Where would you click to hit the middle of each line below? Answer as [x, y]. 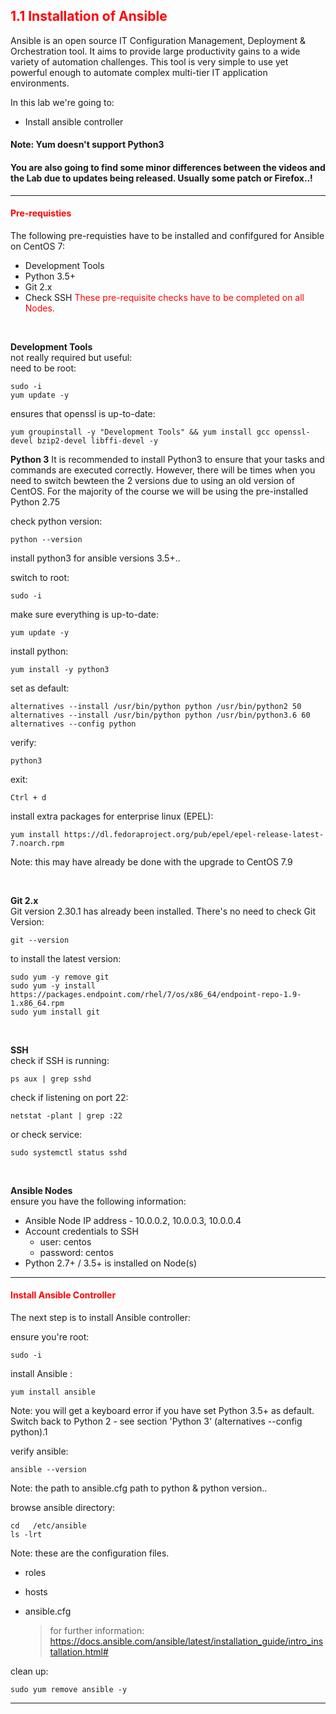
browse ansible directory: [63, 1508]
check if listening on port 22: [69, 1097]
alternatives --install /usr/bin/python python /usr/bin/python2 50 [156, 706]
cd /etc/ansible [48, 1526]
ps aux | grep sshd [51, 1079]
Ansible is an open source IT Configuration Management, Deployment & [158, 40]
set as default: [40, 688]
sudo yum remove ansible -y [69, 1690]
